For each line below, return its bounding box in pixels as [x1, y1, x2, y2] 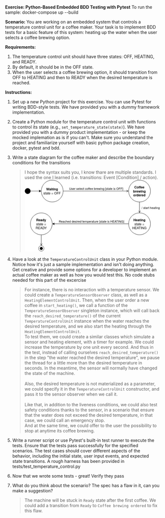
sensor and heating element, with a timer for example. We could [24, 339, 154, 345]
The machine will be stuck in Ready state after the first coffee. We [24, 497, 156, 503]
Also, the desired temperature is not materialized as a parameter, [24, 381, 156, 387]
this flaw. [24, 508, 43, 514]
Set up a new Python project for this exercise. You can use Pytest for [12, 99, 152, 105]
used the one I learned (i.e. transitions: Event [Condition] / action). [24, 175, 158, 180]
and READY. [12, 59, 37, 64]
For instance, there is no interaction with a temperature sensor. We [24, 287, 160, 293]
